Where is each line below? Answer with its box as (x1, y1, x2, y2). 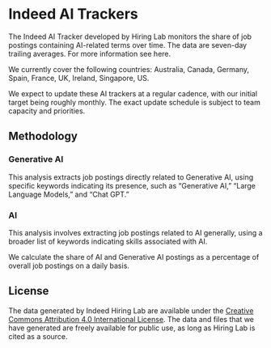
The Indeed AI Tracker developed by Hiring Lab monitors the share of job (8, 32, 252, 41)
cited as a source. (8, 331, 68, 341)
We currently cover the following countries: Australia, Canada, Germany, (8, 64, 249, 74)
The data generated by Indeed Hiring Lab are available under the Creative (8, 305, 254, 316)
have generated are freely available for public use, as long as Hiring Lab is (8, 323, 256, 333)
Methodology (8, 129, 78, 143)
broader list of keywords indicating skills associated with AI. (8, 236, 208, 246)
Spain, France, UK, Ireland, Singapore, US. (8, 73, 150, 83)
